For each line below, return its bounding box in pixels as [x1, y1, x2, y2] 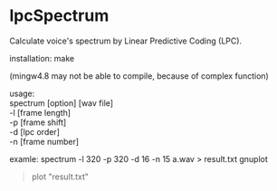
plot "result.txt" [31, 171, 89, 182]
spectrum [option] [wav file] [9, 97, 114, 109]
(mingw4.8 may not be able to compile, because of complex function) [9, 70, 269, 81]
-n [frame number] [9, 136, 80, 147]
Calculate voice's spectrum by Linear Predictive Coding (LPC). [9, 35, 243, 46]
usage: [9, 88, 35, 99]
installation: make [9, 53, 75, 63]
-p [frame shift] [9, 117, 67, 128]
